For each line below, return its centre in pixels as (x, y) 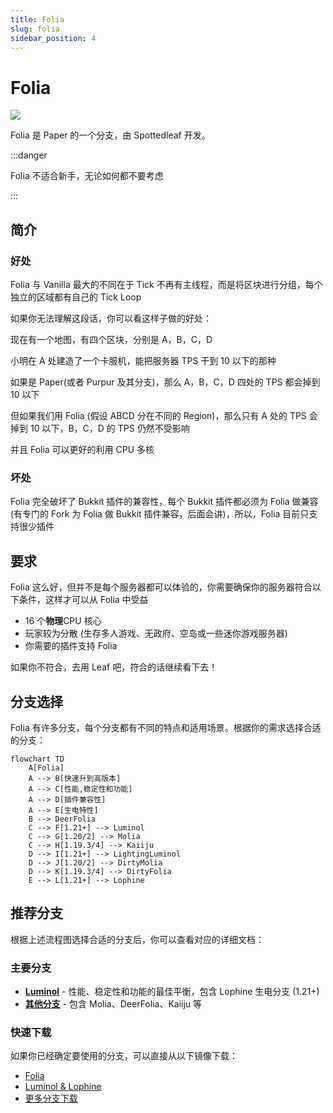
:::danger (29, 155)
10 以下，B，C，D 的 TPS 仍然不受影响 (109, 428)
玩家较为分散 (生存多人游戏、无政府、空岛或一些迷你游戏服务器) (156, 633)
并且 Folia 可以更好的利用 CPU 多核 (82, 449)
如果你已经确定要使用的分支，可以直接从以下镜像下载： (124, 1056)
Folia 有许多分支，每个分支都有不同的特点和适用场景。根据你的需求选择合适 (166, 727)
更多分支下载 (51, 1098)
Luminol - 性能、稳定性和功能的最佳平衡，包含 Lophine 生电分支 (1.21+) (172, 992)
